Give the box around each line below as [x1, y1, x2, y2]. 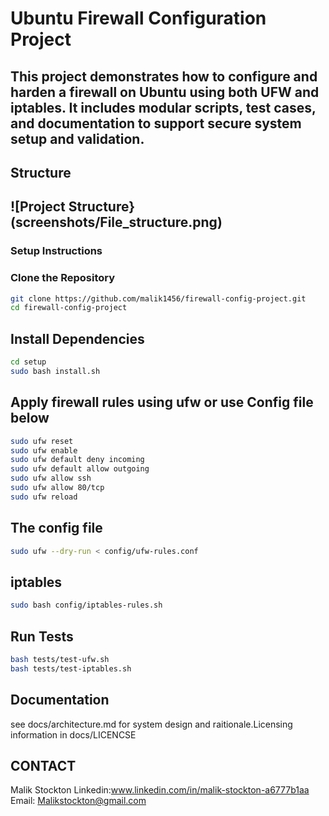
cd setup [10, 357, 47, 367]
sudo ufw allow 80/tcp [10, 483, 105, 493]
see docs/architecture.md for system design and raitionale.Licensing [10, 718, 293, 730]
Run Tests [10, 628, 74, 645]
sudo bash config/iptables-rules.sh [10, 600, 163, 611]
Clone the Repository [10, 271, 116, 285]
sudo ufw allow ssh [10, 473, 92, 484]
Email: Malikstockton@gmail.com [10, 795, 147, 807]
